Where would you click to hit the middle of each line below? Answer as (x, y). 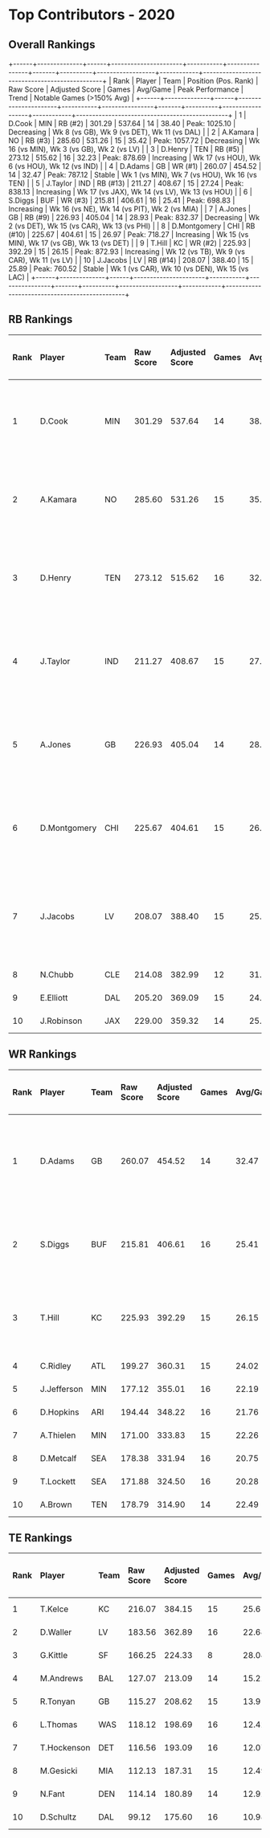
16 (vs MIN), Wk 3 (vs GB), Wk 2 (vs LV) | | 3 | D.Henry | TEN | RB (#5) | (126, 149)
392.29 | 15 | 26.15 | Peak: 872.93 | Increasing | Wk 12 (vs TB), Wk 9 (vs (127, 252)
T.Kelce (54, 1609)
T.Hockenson (65, 1748)
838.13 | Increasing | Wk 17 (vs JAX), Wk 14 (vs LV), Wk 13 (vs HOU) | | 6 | (131, 192)
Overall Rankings (52, 45)
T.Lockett (58, 1481)
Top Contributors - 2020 (92, 15)
